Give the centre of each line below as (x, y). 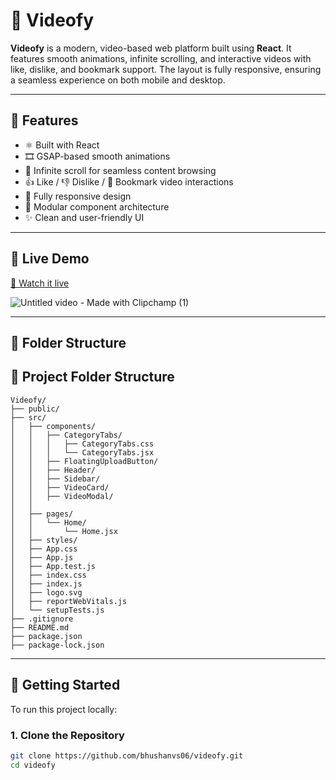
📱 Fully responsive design (78, 196)
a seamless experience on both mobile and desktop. (118, 80)
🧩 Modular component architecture (97, 206)
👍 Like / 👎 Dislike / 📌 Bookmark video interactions (129, 181)
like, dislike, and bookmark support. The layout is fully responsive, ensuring (166, 69)
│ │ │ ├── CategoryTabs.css (82, 444)
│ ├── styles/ (44, 540)
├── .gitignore (42, 619)
